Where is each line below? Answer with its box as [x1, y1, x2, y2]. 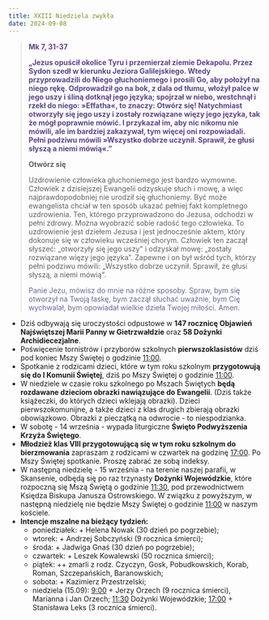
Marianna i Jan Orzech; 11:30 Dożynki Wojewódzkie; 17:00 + [32, 593, 233, 604]
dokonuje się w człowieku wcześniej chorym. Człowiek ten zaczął [28, 235, 248, 245]
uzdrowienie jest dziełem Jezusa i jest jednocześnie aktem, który [28, 226, 246, 236]
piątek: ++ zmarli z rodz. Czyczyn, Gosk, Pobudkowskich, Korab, [32, 559, 249, 569]
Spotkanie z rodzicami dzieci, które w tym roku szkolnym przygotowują [19, 361, 261, 371]
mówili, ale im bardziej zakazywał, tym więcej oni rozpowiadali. [28, 126, 246, 136]
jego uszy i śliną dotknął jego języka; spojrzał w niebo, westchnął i [28, 92, 257, 101]
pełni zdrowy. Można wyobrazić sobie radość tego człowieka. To [28, 218, 245, 228]
